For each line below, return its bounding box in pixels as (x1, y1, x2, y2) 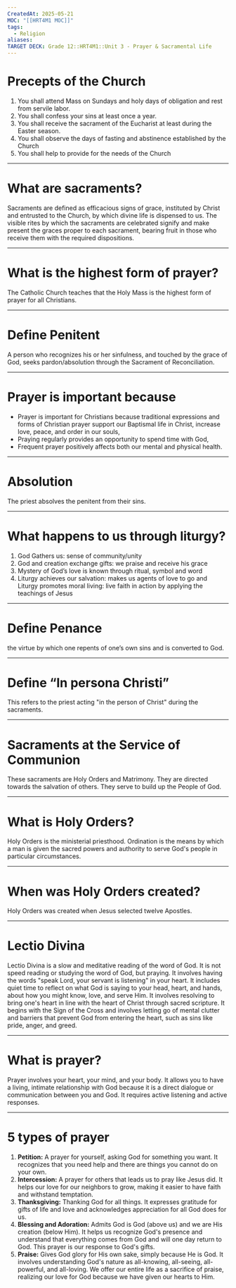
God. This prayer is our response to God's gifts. (17, 1243, 155, 1251)
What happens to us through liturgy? (7, 528, 226, 544)
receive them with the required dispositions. (7, 233, 135, 242)
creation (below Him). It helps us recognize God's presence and (17, 1227, 203, 1237)
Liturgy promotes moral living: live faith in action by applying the (17, 581, 204, 590)
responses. (7, 1098, 40, 1107)
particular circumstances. (7, 852, 81, 860)
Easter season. (17, 126, 61, 135)
